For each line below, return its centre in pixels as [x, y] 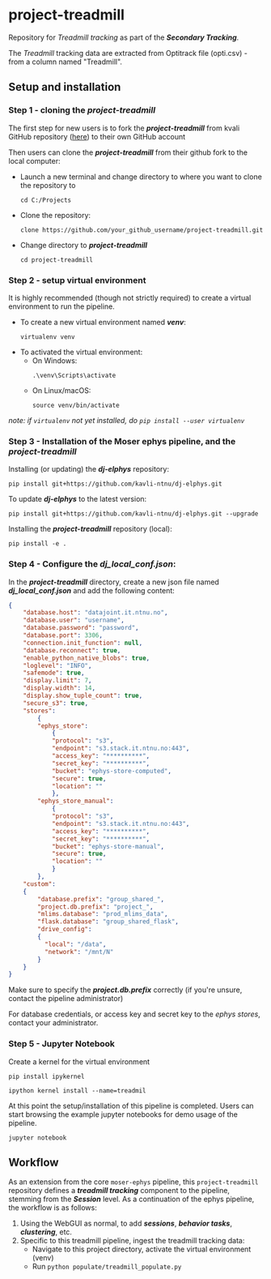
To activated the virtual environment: [81, 352]
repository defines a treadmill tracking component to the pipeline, [119, 1191]
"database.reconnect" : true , [72, 650]
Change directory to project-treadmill [84, 245]
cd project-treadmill [56, 260]
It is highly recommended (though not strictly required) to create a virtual [130, 297]
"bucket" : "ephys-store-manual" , [108, 846]
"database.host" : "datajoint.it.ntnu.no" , [95, 613]
